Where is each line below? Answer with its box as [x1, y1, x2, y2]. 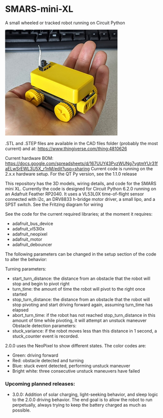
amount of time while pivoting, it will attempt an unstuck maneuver [12, 317, 147, 323]
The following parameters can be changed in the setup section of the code [5, 251, 157, 257]
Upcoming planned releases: [5, 380, 75, 387]
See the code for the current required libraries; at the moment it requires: [5, 211, 153, 217]
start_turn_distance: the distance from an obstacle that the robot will [12, 275, 151, 281]
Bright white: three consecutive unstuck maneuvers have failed [12, 368, 140, 374]
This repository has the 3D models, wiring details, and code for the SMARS [5, 180, 157, 186]
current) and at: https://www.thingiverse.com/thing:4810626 [5, 146, 127, 152]
